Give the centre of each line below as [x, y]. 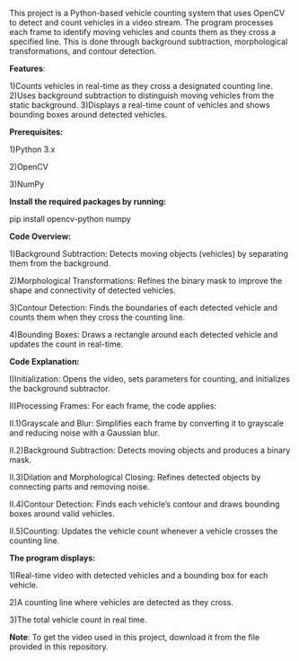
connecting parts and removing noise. [79, 487]
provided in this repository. [59, 647]
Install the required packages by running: [88, 202]
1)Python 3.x [32, 149]
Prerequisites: [36, 132]
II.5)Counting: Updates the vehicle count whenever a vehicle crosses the [144, 531]
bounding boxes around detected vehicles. [88, 115]
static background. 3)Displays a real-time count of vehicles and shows [140, 105]
